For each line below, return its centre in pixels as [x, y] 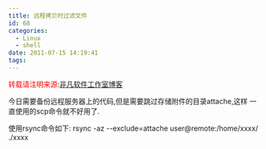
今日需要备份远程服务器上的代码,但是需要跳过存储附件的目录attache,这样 [128, 101]
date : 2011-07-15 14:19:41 [53, 53]
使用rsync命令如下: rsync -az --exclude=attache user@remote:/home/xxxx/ [133, 128]
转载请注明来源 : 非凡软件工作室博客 [66, 84]
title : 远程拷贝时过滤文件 [48, 16]
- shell [28, 46]
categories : [28, 30]
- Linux [28, 38]
